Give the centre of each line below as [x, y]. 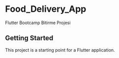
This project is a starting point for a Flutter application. [60, 50]
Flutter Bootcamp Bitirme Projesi [38, 23]
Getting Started [29, 38]
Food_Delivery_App [46, 9]
